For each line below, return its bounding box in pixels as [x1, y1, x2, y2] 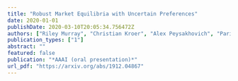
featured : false [7, 50, 55, 57]
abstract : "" [7, 43, 46, 50]
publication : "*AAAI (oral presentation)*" [7, 56, 138, 63]
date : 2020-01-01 [7, 17, 59, 24]
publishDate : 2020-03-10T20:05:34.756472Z [7, 23, 135, 30]
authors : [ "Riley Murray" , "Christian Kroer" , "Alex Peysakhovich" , [7, 30, 214, 37]
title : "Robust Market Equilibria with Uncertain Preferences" [7, 10, 198, 18]
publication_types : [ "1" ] [7, 37, 84, 44]
